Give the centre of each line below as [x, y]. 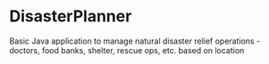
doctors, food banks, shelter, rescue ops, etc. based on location [127, 50]
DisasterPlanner [71, 16]
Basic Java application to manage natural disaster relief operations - [135, 41]
